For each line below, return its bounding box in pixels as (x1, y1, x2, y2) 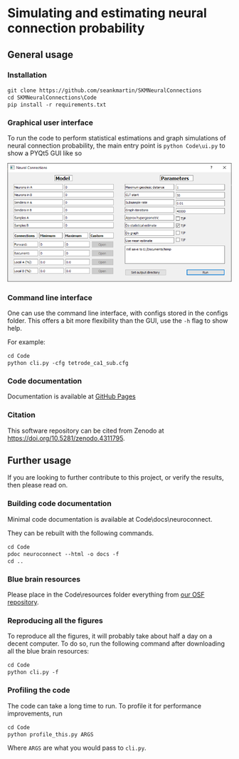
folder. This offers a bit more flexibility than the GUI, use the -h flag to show (7, 316, 228, 325)
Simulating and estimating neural (7, 5, 208, 21)
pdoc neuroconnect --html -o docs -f (7, 550, 119, 557)
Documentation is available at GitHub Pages (7, 392, 137, 401)
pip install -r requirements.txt (7, 101, 107, 108)
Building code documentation (7, 499, 112, 509)
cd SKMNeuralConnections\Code (7, 94, 97, 101)
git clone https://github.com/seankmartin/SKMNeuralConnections (7, 87, 202, 94)
